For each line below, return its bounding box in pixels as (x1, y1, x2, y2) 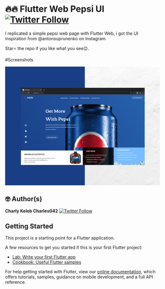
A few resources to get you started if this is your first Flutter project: (5, 244, 142, 251)
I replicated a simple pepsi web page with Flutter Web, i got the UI (5, 30, 138, 36)
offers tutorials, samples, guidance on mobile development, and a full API (5, 274, 153, 280)
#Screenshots (5, 56, 33, 62)
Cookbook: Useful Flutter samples (12, 259, 82, 265)
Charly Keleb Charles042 (5, 208, 58, 214)
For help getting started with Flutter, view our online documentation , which (5, 269, 156, 275)
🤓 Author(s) (5, 195, 43, 203)
